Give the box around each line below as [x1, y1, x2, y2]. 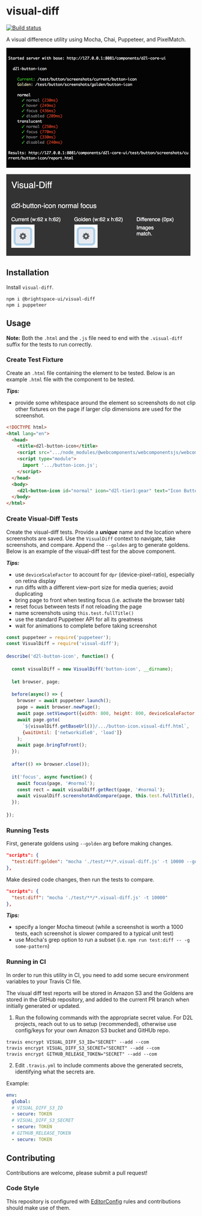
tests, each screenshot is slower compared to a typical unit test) [14, 930, 174, 937]
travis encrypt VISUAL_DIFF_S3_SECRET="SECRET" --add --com [6, 1045, 161, 1051]
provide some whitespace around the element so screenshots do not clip [14, 399, 196, 406]
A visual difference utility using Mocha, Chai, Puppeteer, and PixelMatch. [6, 35, 186, 43]
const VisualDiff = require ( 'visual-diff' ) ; [6, 641, 120, 647]
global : [11, 1098, 31, 1105]
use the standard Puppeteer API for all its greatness [14, 616, 143, 623]
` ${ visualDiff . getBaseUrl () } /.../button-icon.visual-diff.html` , [22, 723, 189, 729]
